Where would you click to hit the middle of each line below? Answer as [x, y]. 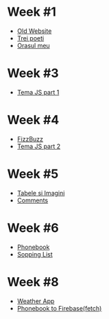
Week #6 [33, 228]
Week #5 [33, 174]
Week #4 [33, 120]
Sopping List [35, 254]
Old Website [34, 31]
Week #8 [33, 282]
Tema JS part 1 [38, 92]
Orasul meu [33, 45]
